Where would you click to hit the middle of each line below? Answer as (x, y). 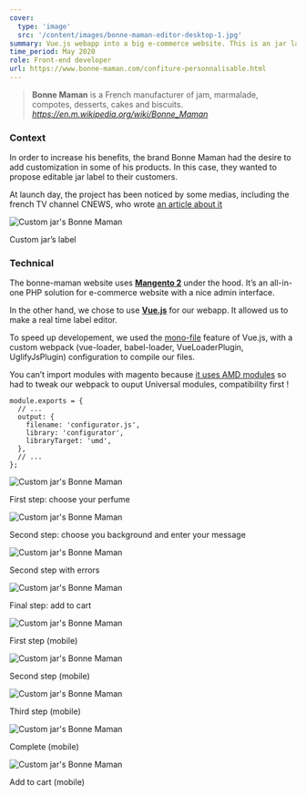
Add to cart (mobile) (47, 782)
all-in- (281, 283)
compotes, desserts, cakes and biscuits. (107, 104)
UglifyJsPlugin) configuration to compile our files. (102, 357)
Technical (32, 264)
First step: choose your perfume (70, 500)
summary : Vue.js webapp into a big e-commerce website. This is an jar (148, 43)
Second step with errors (55, 570)
